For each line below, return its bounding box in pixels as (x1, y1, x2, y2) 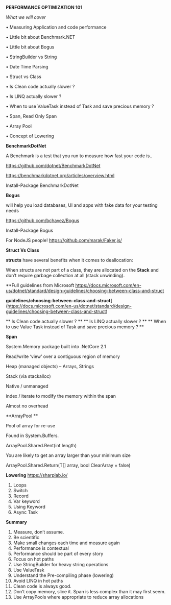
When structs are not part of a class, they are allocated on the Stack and (6, 267, 159, 273)
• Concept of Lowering (6, 133, 54, 139)
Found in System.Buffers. (6, 432, 59, 439)
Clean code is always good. (13, 583, 72, 589)
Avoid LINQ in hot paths (13, 578, 63, 584)
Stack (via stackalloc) (6, 373, 51, 379)
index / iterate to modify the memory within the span (6, 393, 116, 399)
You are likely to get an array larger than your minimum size (6, 452, 131, 458)
